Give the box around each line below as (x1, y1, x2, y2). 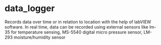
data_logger (4, 3, 55, 14)
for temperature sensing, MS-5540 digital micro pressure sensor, (11, 29, 143, 35)
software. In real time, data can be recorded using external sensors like (4, 24, 148, 30)
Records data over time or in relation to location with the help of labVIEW (4, 19, 152, 25)
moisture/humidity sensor (13, 34, 66, 40)
